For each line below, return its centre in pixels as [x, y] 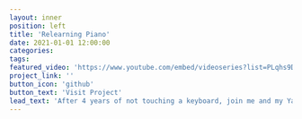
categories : [31, 51]
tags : [19, 59]
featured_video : [40, 68]
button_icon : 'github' [52, 84]
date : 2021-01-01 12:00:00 [60, 42]
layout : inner [36, 17]
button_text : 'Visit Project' [66, 92]
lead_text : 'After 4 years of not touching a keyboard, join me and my [146, 101]
